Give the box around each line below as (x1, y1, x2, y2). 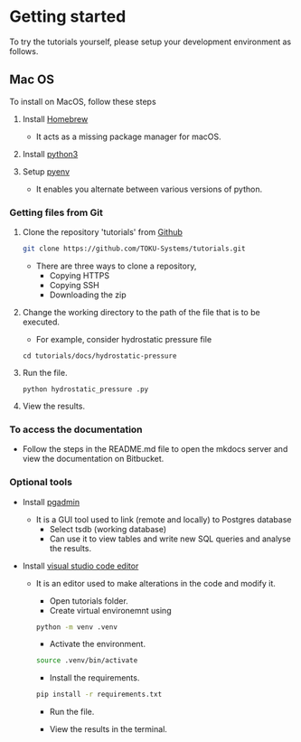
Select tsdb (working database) (49, 523, 167, 534)
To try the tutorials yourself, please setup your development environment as (9, 36, 292, 47)
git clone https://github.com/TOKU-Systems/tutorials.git (22, 244, 246, 254)
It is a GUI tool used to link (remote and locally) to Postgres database (35, 513, 292, 525)
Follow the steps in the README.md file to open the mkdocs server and (22, 444, 288, 455)
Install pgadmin (22, 496, 80, 507)
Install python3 (22, 148, 79, 159)
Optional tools (9, 476, 72, 489)
